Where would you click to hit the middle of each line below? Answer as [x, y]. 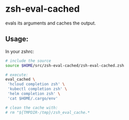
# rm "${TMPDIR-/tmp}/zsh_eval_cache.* [48, 112]
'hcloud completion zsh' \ [36, 84]
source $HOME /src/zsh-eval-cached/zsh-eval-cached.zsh [65, 65]
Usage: [17, 39]
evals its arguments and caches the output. [50, 23]
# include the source [28, 61]
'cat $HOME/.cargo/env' [33, 98]
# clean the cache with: [32, 108]
